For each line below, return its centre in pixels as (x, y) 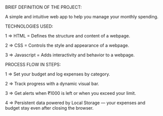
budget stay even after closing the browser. (49, 108)
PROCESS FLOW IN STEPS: (33, 64)
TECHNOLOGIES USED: (29, 26)
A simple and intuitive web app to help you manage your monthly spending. (82, 17)
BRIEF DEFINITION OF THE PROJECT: (43, 7)
